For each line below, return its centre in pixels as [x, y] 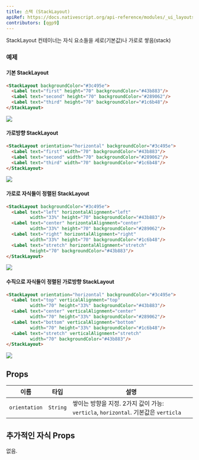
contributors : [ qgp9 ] [33, 23]
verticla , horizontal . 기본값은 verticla [127, 412]
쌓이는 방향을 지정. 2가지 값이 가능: [118, 403]
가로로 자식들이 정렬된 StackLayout [48, 193]
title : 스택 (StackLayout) [38, 12]
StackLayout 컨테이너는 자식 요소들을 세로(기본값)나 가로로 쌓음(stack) [89, 40]
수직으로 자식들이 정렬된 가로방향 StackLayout [60, 281]
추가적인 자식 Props [41, 435]
